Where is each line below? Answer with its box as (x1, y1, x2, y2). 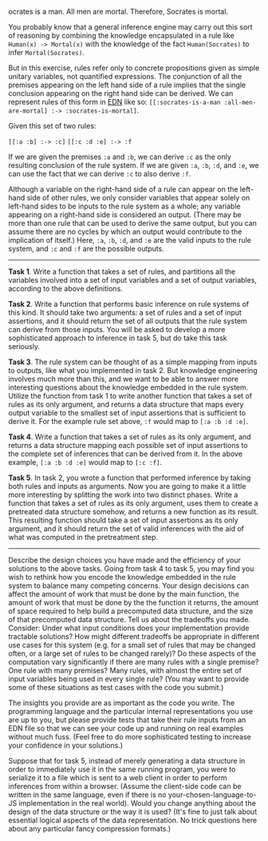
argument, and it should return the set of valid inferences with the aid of (8, 524, 245, 534)
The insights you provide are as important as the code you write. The (8, 698, 235, 708)
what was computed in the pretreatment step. (8, 533, 158, 541)
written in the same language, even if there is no (8, 790, 167, 799)
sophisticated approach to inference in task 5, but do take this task (8, 333, 227, 343)
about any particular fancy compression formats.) (8, 824, 171, 833)
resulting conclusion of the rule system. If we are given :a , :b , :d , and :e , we (8, 161, 259, 170)
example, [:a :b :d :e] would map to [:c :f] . (8, 458, 163, 466)
